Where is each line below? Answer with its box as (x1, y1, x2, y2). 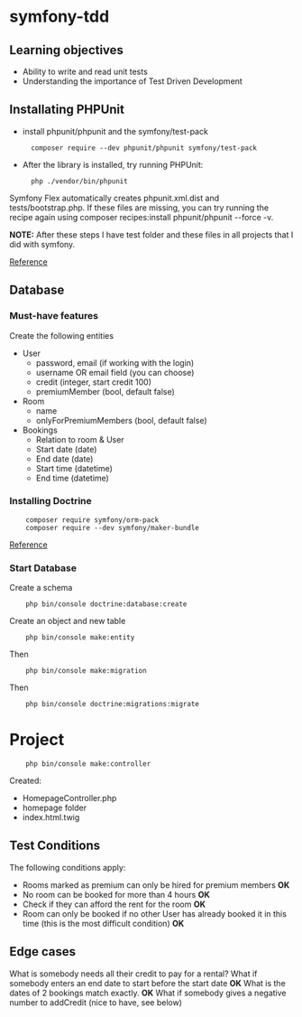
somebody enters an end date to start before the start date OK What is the (9, 977, 286, 988)
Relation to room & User (35, 434, 124, 444)
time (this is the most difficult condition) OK (22, 918, 185, 928)
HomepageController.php (22, 793, 117, 804)
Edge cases (9, 944, 77, 959)
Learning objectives (9, 42, 124, 58)
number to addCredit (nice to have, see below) (9, 996, 183, 1008)
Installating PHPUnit (9, 102, 124, 117)
